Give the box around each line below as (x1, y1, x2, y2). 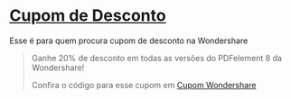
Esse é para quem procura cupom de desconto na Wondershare (9, 35, 249, 46)
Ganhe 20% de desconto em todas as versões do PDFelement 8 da (31, 52, 283, 63)
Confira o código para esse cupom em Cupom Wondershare (31, 79, 257, 90)
